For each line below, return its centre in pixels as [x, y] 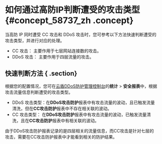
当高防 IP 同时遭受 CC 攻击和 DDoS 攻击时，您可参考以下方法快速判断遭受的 [81, 34]
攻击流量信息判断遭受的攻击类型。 [39, 92]
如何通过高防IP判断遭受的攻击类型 [73, 10]
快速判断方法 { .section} [41, 74]
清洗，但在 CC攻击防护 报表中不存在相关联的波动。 [62, 108]
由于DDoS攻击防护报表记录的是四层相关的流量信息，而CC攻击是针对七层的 [80, 130]
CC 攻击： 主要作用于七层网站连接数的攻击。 [57, 51]
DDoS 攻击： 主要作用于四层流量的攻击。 [53, 57]
